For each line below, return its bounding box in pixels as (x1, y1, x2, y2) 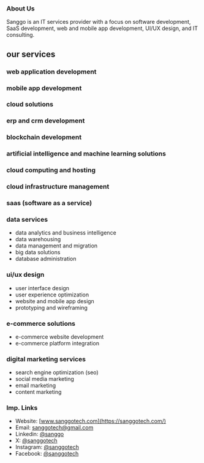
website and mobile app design (15, 297, 95, 304)
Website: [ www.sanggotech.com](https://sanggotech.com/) (15, 418, 167, 425)
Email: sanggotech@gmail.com (15, 424, 94, 431)
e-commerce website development (15, 333, 104, 341)
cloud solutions (6, 100, 54, 108)
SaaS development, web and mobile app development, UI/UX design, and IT (6, 24, 198, 32)
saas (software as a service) (6, 198, 93, 207)
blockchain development (6, 133, 81, 141)
